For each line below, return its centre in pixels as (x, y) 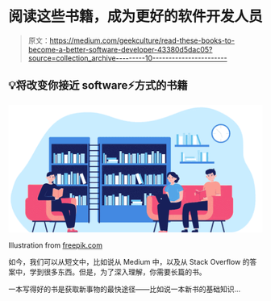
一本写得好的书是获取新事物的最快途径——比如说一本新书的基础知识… (125, 289)
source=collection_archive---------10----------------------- (127, 58)
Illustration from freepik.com (56, 245)
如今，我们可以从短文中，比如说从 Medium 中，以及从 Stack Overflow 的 (129, 262)
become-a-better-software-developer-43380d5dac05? (120, 49)
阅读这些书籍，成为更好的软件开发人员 (136, 17)
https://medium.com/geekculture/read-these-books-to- (142, 40)
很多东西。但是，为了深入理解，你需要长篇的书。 (125, 272)
